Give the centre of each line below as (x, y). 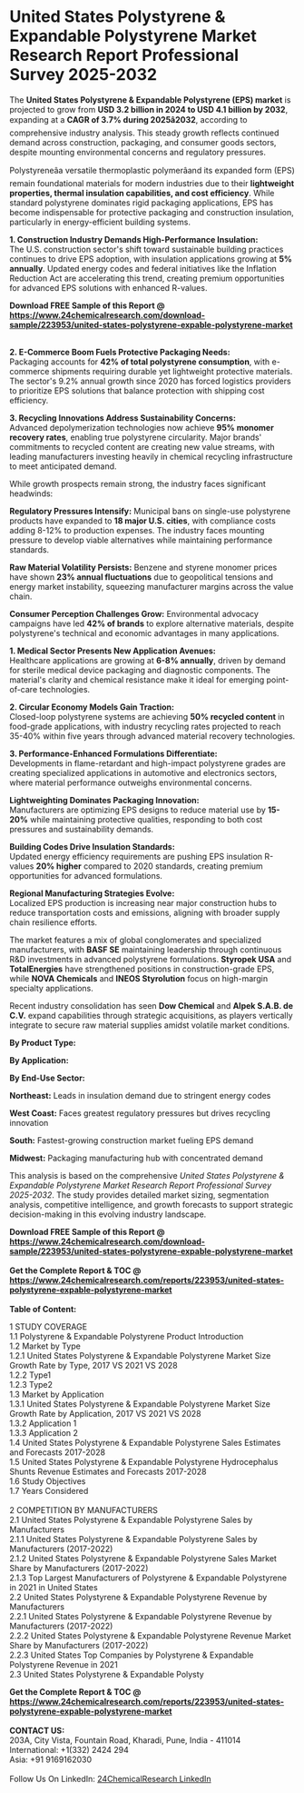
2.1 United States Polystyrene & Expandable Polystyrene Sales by (131, 1519)
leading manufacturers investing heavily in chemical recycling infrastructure (151, 456)
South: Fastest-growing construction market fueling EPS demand (132, 1140)
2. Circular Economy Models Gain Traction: (92, 707)
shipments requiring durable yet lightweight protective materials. (172, 371)
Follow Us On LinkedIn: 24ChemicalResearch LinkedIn (110, 1778)
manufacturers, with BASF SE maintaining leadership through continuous (146, 949)
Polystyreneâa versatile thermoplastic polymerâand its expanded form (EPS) (152, 170)
